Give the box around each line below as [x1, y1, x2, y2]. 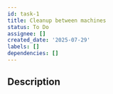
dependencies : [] [7, 50, 59, 57]
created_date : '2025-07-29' [7, 37, 91, 44]
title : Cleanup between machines [7, 17, 107, 24]
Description [7, 76, 60, 88]
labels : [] [7, 43, 40, 50]
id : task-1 [7, 10, 40, 18]
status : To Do [7, 23, 50, 30]
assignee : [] [7, 30, 46, 37]
